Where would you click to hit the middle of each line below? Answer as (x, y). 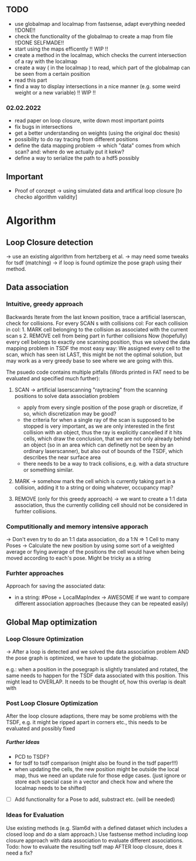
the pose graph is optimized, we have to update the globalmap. (82, 658)
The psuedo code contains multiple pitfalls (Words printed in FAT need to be (98, 372)
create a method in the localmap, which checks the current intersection (101, 55)
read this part (31, 80)
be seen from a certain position (52, 73)
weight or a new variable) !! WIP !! (55, 92)
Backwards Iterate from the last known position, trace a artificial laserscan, (96, 317)
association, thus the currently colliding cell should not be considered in (101, 505)
